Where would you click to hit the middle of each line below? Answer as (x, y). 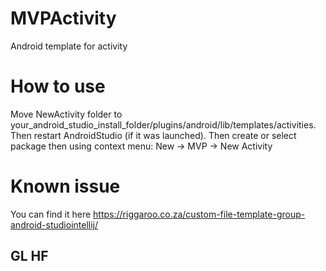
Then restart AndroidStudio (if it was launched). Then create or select (153, 135)
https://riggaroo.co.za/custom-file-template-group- (199, 214)
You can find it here (51, 214)
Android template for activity (69, 46)
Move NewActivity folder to (66, 114)
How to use (58, 86)
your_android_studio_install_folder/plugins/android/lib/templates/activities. (163, 124)
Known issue (65, 186)
